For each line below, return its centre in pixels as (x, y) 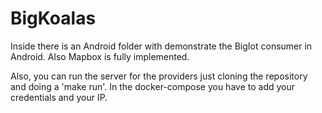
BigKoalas (53, 18)
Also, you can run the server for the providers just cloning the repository (159, 76)
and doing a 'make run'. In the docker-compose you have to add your (153, 86)
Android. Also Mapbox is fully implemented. (100, 56)
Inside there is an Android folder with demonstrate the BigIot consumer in (161, 46)
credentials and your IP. (59, 97)
